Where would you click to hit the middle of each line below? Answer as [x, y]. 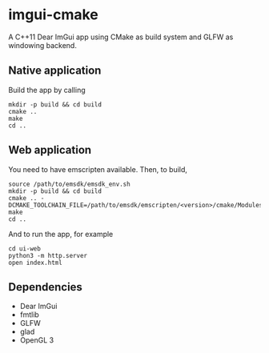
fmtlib [30, 315]
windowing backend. [43, 45]
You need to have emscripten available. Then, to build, [98, 169]
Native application [55, 71]
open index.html [35, 263]
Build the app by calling [47, 90]
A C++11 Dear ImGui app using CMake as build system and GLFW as [121, 37]
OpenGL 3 [37, 340]
